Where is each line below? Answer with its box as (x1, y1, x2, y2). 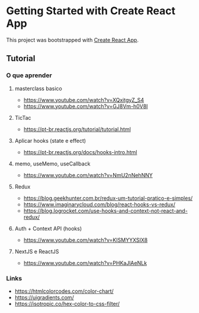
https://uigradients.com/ (14, 293, 74, 301)
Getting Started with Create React (6, 4, 176, 18)
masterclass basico (14, 85, 62, 92)
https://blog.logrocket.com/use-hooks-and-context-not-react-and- (23, 207, 188, 214)
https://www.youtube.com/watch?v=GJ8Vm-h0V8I (23, 103, 148, 110)
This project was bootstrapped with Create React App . (6, 36, 139, 43)
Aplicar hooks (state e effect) (14, 137, 86, 144)
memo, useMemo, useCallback (14, 160, 91, 167)
